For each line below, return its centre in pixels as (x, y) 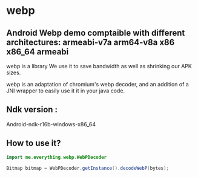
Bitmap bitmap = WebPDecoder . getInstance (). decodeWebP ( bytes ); (88, 168)
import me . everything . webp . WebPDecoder (57, 157)
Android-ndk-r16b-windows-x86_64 (51, 124)
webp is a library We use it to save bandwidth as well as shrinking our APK (99, 66)
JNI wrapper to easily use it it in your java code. (66, 91)
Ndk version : (32, 110)
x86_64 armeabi (38, 52)
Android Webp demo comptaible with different (96, 33)
